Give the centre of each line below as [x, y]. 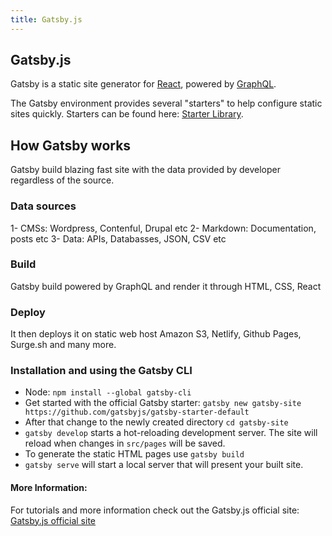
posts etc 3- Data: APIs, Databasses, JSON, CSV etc [118, 238]
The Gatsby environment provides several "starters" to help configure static [166, 103]
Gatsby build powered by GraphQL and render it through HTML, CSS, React [166, 286]
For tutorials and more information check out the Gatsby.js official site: [155, 510]
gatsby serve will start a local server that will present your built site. [164, 465]
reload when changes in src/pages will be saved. [125, 443]
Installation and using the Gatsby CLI [101, 371]
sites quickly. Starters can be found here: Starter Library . [127, 114]
